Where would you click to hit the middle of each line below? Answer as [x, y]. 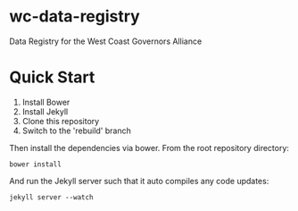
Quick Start [52, 77]
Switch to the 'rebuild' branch [77, 131]
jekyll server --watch [51, 197]
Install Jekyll [45, 111]
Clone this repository [61, 121]
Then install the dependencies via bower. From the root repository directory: [149, 148]
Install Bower [46, 102]
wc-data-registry [74, 17]
